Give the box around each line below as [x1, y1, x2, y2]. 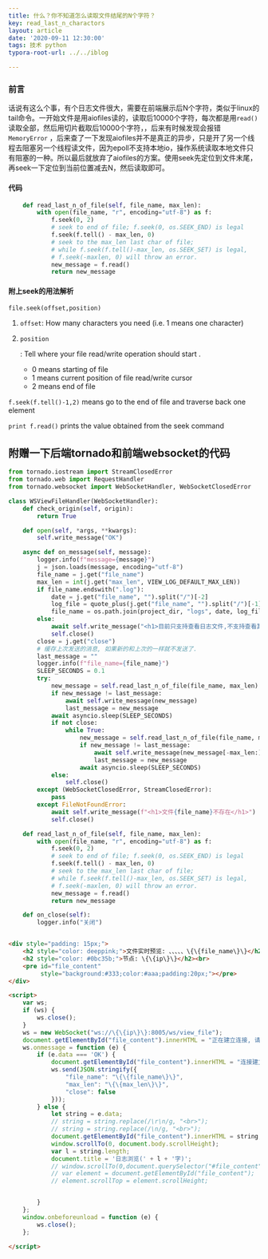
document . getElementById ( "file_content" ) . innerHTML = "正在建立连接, [22, 1035, 251, 1044]
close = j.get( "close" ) [37, 637, 116, 645]
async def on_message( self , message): [22, 548, 152, 556]
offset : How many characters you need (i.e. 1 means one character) [19, 319, 244, 328]
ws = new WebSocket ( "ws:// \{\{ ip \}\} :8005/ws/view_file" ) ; [22, 1028, 223, 1036]
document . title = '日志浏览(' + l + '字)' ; [50, 1154, 192, 1162]
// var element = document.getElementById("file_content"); [50, 1170, 255, 1178]
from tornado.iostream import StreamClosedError [8, 468, 173, 476]
